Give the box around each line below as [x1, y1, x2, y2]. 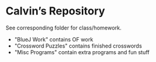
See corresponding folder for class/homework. [5, 24, 122, 31]
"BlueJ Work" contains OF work [14, 36, 94, 43]
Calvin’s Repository [5, 4, 105, 18]
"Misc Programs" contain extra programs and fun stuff [14, 48, 150, 55]
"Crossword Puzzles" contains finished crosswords [14, 42, 142, 49]
